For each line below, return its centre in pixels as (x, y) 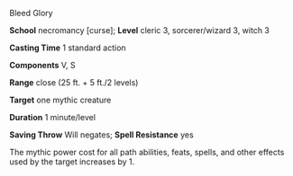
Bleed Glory (31, 13)
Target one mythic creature (60, 100)
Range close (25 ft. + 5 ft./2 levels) (74, 83)
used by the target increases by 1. (72, 162)
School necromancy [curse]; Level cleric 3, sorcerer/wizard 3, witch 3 (140, 30)
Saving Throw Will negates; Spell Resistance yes (101, 135)
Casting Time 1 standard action (68, 48)
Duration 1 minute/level (53, 117)
